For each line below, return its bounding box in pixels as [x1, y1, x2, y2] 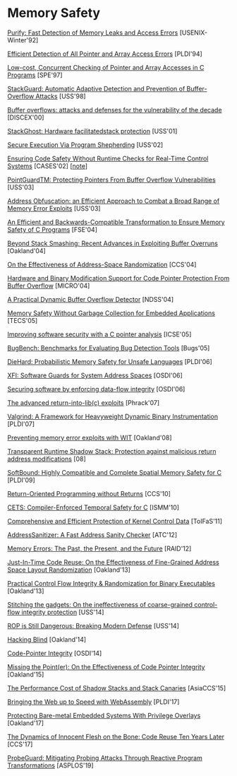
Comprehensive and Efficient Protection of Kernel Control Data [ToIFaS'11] [7, 517, 223, 525]
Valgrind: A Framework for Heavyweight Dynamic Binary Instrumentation [7, 412, 219, 421]
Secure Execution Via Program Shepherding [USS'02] [7, 140, 164, 149]
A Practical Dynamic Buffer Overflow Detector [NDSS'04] [7, 295, 174, 303]
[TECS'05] [7, 316, 38, 324]
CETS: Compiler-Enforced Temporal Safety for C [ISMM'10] [7, 503, 180, 512]
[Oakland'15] [7, 670, 44, 678]
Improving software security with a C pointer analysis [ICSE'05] [7, 330, 192, 339]
